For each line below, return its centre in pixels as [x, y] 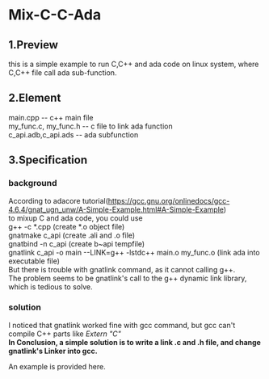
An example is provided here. [57, 366]
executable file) [34, 261]
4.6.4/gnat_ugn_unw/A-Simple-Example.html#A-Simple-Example [116, 209]
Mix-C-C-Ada [55, 15]
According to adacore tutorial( [59, 200]
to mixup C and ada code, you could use [76, 218]
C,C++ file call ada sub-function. [63, 73]
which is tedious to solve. [50, 286]
